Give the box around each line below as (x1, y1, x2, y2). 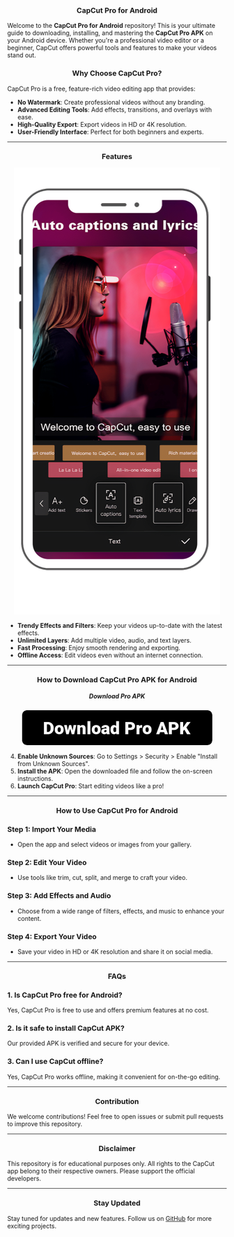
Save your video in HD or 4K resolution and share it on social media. (17, 947, 213, 956)
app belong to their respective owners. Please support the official (7, 1167, 195, 1176)
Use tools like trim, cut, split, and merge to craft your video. (17, 874, 188, 882)
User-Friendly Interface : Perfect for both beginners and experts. (17, 128, 204, 136)
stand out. (7, 51, 36, 59)
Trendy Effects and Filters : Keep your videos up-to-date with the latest (17, 621, 223, 629)
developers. (7, 1174, 42, 1183)
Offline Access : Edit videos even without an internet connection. (17, 651, 203, 659)
